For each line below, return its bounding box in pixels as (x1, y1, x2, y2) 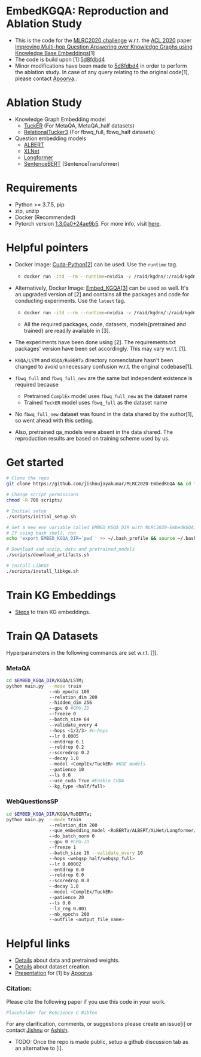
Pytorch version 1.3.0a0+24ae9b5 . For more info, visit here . (14, 220, 162, 227)
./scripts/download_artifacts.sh (6, 552, 90, 558)
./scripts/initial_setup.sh (6, 514, 77, 520)
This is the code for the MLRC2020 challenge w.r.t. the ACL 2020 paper (14, 37, 192, 44)
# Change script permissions (6, 492, 79, 498)
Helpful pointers (6, 241, 89, 254)
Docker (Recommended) (14, 214, 76, 221)
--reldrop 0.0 (48, 872, 84, 878)
